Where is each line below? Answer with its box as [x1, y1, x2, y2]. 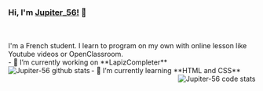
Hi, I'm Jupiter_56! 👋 [8, 7, 87, 18]
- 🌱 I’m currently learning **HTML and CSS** [91, 66, 241, 75]
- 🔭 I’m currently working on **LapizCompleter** [8, 58, 167, 67]
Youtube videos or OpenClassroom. [8, 50, 124, 59]
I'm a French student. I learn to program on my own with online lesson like [8, 41, 247, 51]
